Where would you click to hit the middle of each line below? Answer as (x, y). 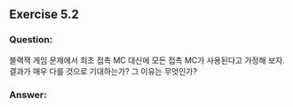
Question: (31, 40)
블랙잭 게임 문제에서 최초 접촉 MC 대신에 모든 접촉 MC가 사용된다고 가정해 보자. (147, 60)
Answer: (28, 95)
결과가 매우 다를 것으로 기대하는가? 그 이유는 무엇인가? (103, 71)
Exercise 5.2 (44, 15)
